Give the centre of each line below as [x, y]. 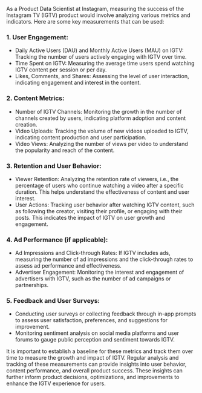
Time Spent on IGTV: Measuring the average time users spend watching [105, 64]
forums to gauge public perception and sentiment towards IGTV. [95, 340]
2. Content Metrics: [35, 98]
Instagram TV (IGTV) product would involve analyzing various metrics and [98, 15]
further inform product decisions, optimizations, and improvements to [93, 377]
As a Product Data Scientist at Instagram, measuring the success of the [95, 9]
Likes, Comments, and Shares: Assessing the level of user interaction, [102, 76]
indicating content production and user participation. [81, 137]
